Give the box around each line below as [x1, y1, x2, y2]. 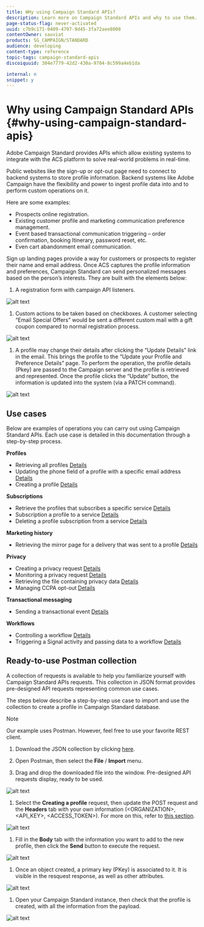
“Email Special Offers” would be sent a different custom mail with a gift [15, 316, 193, 324]
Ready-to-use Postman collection [6, 656, 137, 666]
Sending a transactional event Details [15, 608, 109, 615]
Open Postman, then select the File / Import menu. [15, 757, 143, 764]
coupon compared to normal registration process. [15, 323, 140, 330]
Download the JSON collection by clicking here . [15, 745, 135, 752]
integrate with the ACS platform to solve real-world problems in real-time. [6, 156, 191, 163]
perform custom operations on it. [6, 187, 90, 194]
